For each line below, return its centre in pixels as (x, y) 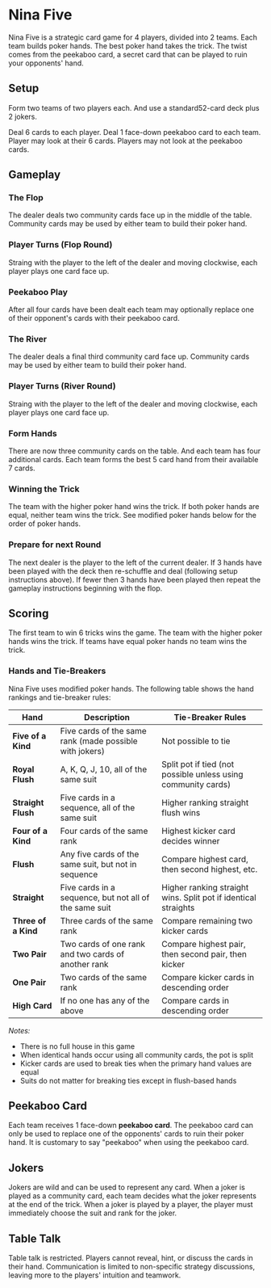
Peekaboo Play (38, 292)
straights (178, 907)
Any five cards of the (100, 854)
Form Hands (33, 433)
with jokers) (82, 751)
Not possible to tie (196, 741)
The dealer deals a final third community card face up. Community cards (129, 356)
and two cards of (92, 953)
